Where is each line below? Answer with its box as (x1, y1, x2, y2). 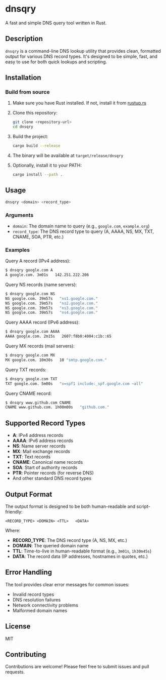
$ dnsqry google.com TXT (5, 376, 58, 381)
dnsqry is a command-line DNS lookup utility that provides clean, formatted (5, 48, 161, 54)
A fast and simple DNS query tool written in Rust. (5, 20, 107, 26)
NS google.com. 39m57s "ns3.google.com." (5, 305, 98, 310)
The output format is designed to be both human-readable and (5, 503, 136, 509)
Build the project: (12, 134, 48, 140)
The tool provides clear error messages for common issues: (5, 581, 130, 587)
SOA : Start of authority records (12, 464, 78, 471)
